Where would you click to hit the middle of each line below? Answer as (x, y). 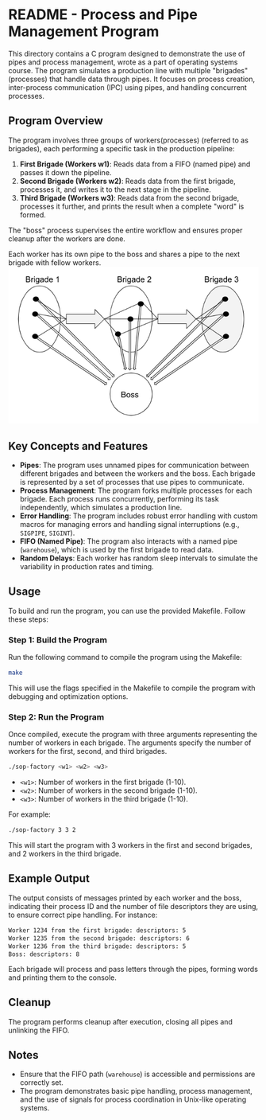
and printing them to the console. (63, 978)
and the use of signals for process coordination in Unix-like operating (133, 1099)
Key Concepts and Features (78, 446)
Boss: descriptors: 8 (44, 954)
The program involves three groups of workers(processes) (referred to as (128, 140)
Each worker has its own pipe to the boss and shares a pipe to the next (124, 254)
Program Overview (56, 121)
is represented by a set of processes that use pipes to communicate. (132, 482)
